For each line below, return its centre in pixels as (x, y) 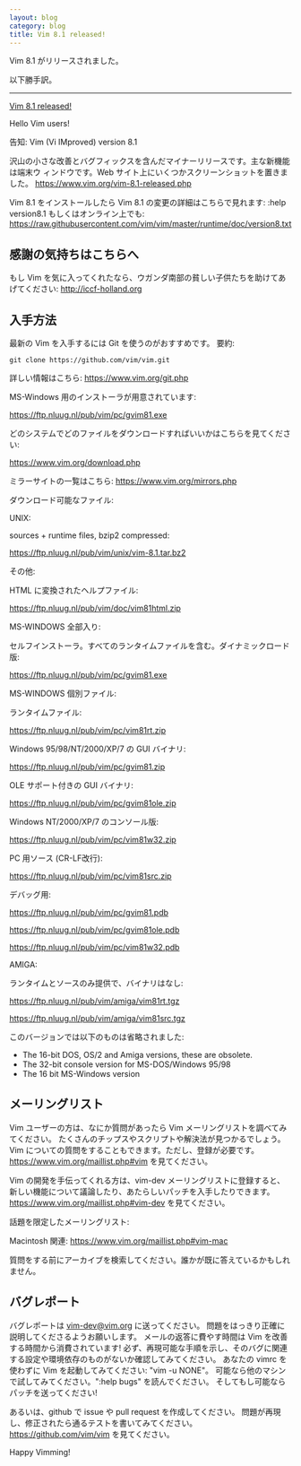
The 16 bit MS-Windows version (81, 1074)
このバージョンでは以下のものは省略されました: (97, 1037)
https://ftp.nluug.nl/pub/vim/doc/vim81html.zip (95, 608)
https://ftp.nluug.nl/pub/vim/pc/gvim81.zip (87, 767)
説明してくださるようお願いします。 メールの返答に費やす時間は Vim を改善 (149, 1336)
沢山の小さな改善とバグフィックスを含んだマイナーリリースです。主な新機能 (150, 161)
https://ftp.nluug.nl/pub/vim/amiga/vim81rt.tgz (95, 1001)
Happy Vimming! (40, 1452)
